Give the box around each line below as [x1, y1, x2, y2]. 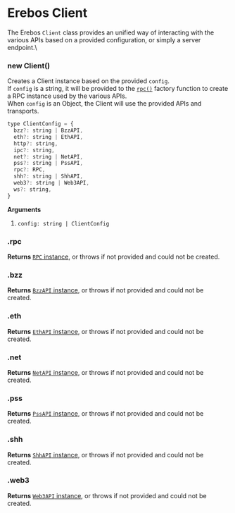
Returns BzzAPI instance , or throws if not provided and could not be [7, 286, 204, 295]
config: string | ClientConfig [17, 220, 110, 227]
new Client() [7, 61, 51, 70]
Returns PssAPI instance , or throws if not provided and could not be [7, 409, 204, 418]
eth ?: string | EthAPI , [13, 133, 83, 140]
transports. [7, 107, 39, 116]
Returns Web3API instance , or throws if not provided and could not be [7, 491, 208, 500]
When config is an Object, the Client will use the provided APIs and [7, 99, 202, 108]
